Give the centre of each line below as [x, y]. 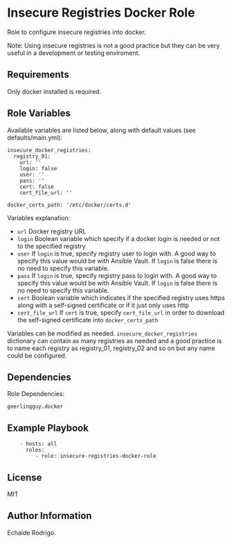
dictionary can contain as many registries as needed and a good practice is [115, 340]
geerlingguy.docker [35, 407]
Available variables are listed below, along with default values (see [101, 130]
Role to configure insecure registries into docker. [77, 32]
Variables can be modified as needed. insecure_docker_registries [102, 333]
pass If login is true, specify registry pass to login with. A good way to [117, 275]
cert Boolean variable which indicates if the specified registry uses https [121, 297]
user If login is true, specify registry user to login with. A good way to [116, 253]
